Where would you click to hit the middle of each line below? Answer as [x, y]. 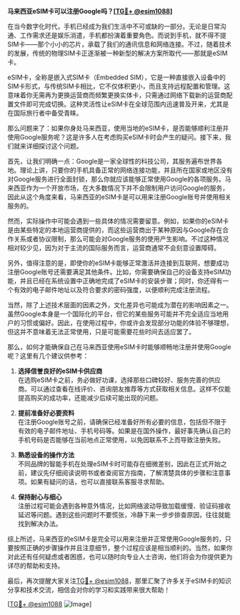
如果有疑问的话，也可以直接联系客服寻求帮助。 [99, 482]
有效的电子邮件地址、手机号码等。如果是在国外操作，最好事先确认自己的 [124, 431]
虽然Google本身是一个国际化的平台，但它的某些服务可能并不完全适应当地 [115, 314]
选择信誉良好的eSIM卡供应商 [60, 371]
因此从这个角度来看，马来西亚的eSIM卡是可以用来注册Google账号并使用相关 [119, 197]
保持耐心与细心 [40, 497]
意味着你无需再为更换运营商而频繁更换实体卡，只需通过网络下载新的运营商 [117, 95]
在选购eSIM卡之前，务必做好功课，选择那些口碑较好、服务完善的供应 [119, 380]
